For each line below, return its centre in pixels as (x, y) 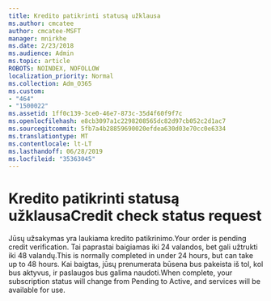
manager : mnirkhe (38, 38)
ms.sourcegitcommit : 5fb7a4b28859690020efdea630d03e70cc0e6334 (117, 129)
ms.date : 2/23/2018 (41, 46)
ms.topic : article (39, 61)
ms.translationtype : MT (49, 136)
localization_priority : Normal (61, 76)
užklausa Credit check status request (135, 216)
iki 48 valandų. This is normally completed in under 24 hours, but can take (131, 256)
